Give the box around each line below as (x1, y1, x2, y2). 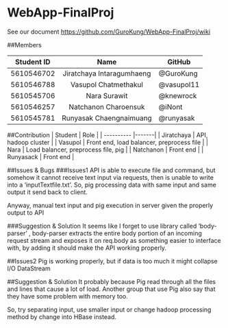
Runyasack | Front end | (7, 152, 75, 161)
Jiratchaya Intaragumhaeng (62, 69, 151, 78)
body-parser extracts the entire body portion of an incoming (31, 229, 202, 237)
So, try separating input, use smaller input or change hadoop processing (7, 305, 212, 314)
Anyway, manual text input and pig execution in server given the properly (7, 201, 214, 209)
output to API (7, 208, 45, 217)
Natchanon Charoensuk (68, 102, 145, 111)
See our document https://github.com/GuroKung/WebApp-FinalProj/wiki (7, 27, 211, 36)
